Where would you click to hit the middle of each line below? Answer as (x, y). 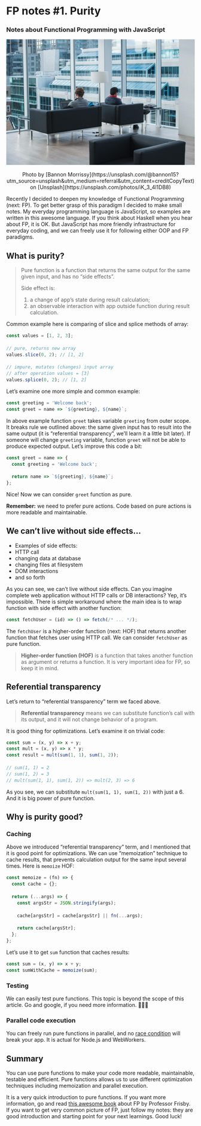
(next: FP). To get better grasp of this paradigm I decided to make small (94, 205)
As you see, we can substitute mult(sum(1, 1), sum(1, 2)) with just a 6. (95, 792)
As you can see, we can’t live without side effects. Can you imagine (89, 589)
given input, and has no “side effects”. (68, 276)
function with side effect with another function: (64, 608)
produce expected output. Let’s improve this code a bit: (74, 446)
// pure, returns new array (41, 348)
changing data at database (48, 558)
